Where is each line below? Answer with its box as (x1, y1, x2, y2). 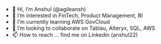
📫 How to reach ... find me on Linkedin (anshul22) (11, 32, 138, 38)
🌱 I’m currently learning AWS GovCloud (11, 18, 110, 25)
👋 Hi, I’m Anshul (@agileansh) (11, 6, 87, 12)
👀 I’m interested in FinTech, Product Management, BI (11, 12, 143, 19)
